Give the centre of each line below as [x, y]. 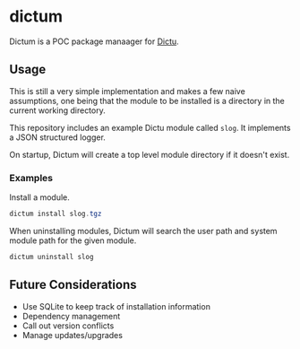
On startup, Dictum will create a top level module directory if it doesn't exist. [150, 154]
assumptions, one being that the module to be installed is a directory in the [147, 100]
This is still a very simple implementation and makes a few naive [128, 91]
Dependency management [71, 316]
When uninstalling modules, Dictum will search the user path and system [143, 231]
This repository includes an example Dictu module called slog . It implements [150, 127]
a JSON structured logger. [57, 137]
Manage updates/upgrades [73, 335]
